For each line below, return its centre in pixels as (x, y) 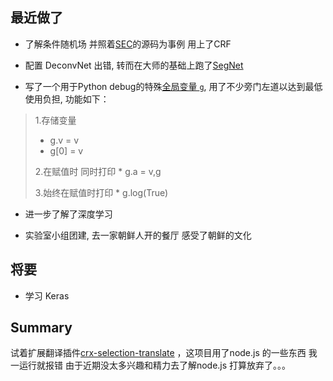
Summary (41, 328)
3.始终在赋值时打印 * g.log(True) (101, 192)
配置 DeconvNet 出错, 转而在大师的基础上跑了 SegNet (134, 65)
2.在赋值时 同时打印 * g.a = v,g (98, 171)
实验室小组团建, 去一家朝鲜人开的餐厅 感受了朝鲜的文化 (138, 235)
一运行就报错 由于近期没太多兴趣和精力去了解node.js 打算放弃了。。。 (151, 365)
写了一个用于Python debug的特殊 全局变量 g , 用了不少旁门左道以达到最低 (173, 86)
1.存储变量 (55, 120)
